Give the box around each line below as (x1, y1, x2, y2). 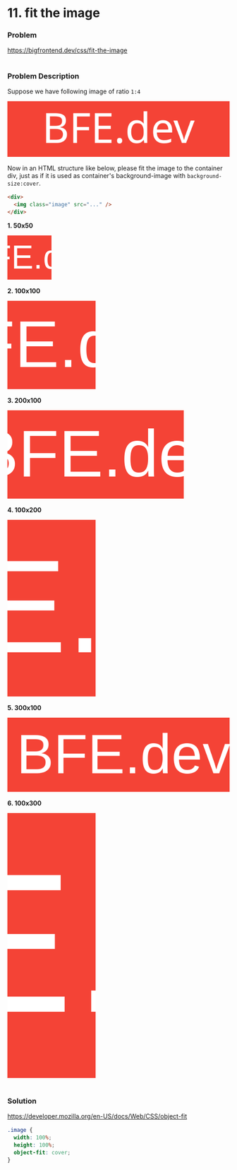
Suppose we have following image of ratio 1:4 (7, 87, 141, 96)
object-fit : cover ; (13, 1149, 71, 1156)
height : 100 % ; (13, 1141, 55, 1149)
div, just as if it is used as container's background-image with (7, 172, 186, 180)
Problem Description (7, 71, 80, 81)
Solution (7, 1096, 37, 1106)
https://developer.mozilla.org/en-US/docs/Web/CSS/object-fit (7, 1112, 188, 1121)
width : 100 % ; (13, 1134, 52, 1142)
